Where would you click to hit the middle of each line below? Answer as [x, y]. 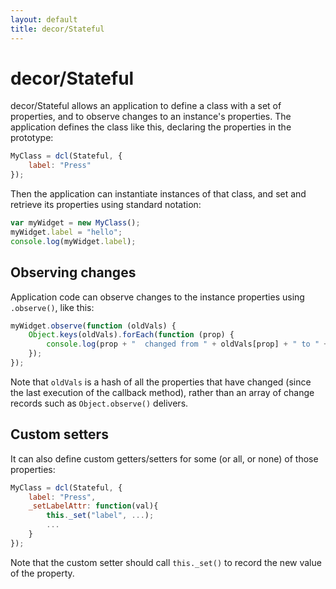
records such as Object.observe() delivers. [99, 403]
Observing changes [73, 272]
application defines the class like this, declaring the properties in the [151, 127]
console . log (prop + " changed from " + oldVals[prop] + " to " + [187, 344]
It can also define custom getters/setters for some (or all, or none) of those [164, 458]
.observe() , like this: [52, 307]
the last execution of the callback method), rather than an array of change [162, 392]
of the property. [42, 573]
